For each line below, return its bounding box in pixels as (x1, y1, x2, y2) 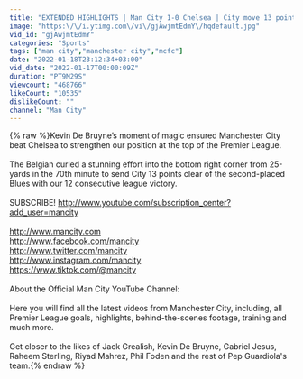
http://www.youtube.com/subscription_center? (58, 198, 232, 208)
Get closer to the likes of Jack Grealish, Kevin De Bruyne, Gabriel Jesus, (9, 341, 277, 352)
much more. (9, 322, 54, 333)
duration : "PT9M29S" (9, 72, 87, 81)
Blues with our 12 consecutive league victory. (9, 178, 178, 189)
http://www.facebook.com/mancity (9, 236, 140, 246)
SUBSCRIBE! (9, 198, 57, 208)
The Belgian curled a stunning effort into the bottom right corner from (9, 159, 268, 170)
